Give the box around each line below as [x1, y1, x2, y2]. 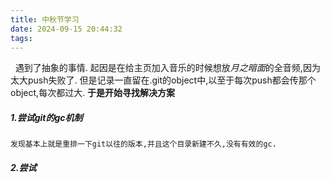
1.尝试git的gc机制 [10, 111, 83, 123]
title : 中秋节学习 [10, 14, 80, 25]
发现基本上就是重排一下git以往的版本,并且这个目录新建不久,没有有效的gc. [10, 139, 277, 150]
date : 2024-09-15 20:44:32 [10, 24, 123, 34]
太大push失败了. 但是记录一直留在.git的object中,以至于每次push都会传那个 [10, 74, 317, 86]
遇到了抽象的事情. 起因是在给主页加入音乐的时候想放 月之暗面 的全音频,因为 [14, 62, 321, 74]
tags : [10, 33, 33, 43]
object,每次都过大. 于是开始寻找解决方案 [10, 87, 176, 99]
